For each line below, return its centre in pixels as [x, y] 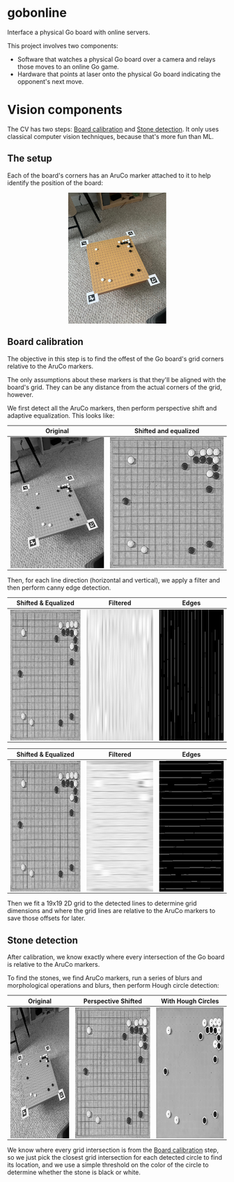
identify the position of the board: [55, 182]
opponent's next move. [50, 81]
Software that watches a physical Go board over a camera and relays [116, 59]
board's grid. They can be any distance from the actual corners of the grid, [115, 387]
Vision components [65, 110]
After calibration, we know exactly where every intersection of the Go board [116, 957]
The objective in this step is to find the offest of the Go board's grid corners [116, 358]
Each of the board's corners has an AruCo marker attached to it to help [109, 175]
